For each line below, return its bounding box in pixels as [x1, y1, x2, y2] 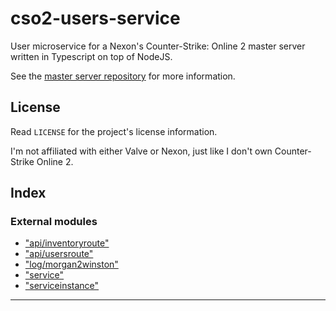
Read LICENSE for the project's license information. [10, 125, 218, 137]
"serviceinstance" [24, 280, 100, 292]
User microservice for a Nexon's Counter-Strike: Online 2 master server [10, 40, 306, 52]
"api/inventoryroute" [24, 237, 110, 249]
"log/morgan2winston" [24, 258, 119, 271]
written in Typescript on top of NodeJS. [10, 50, 173, 62]
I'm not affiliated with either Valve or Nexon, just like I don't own [10, 145, 273, 157]
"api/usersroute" [24, 248, 94, 260]
